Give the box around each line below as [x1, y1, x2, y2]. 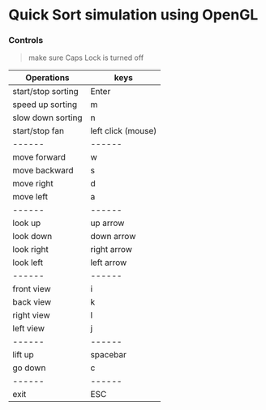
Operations [25, 72, 71, 83]
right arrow [90, 244, 132, 255]
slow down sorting [12, 112, 83, 123]
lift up [12, 349, 34, 361]
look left [12, 257, 43, 268]
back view [12, 297, 52, 308]
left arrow [90, 257, 127, 268]
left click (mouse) [90, 126, 157, 137]
